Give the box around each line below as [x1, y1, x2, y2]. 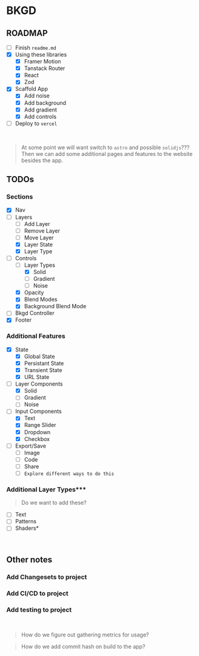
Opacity [24, 289, 44, 296]
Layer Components [15, 380, 63, 387]
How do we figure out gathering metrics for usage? [21, 631, 149, 638]
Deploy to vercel [15, 119, 58, 127]
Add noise [24, 92, 50, 99]
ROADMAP [6, 28, 48, 38]
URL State [24, 373, 50, 381]
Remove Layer [24, 227, 61, 235]
